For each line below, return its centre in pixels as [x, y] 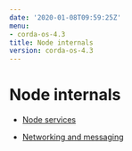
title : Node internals [51, 42]
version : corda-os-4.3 [51, 51]
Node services [49, 120]
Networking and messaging [73, 137]
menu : [19, 26]
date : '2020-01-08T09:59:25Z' [66, 17]
